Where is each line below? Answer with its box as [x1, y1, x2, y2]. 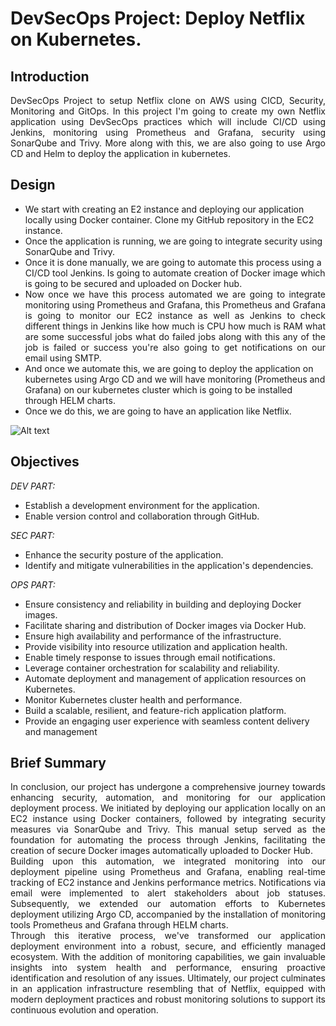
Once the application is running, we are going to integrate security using [24, 235, 323, 247]
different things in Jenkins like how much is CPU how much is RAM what [24, 320, 326, 332]
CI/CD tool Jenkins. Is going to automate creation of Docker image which [24, 267, 326, 279]
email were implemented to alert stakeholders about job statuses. [10, 887, 326, 899]
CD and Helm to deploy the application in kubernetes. [10, 148, 232, 159]
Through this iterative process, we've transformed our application [10, 930, 326, 942]
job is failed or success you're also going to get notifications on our [24, 341, 326, 353]
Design [10, 177, 56, 194]
